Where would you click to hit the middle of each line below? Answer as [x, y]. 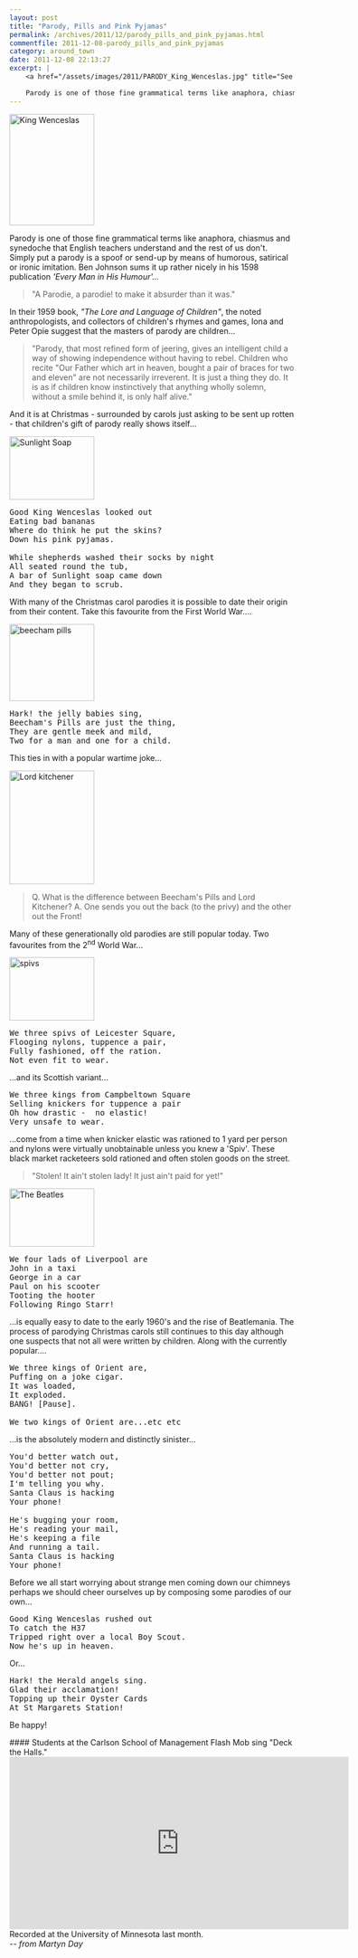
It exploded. [38, 1395]
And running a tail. [55, 1547]
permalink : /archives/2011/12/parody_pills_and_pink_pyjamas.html [137, 34]
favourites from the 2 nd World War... [76, 944]
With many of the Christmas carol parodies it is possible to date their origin [149, 602]
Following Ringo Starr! [62, 1305]
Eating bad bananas [52, 521]
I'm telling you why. [57, 1484]
